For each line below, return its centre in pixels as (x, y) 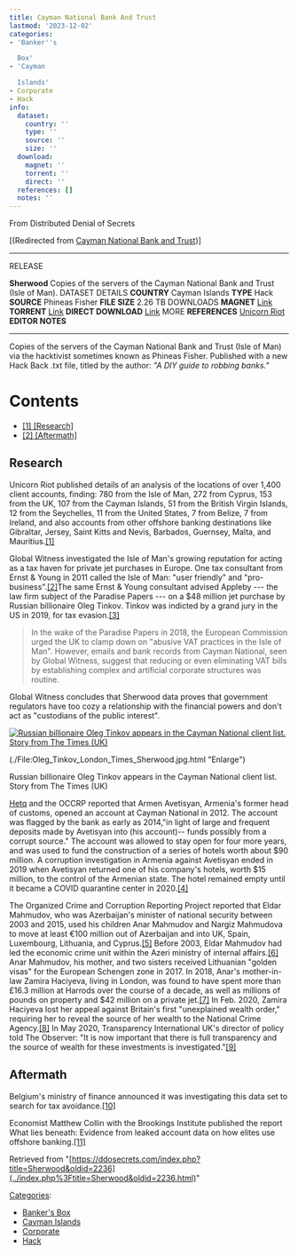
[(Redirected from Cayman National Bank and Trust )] (106, 241)
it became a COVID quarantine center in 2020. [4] (99, 888)
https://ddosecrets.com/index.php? (136, 1159)
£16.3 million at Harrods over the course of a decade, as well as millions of (145, 990)
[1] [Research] (47, 426)
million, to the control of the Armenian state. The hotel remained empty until (147, 878)
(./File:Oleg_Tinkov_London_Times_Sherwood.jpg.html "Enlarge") (127, 759)
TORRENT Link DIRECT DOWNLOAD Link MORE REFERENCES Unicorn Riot (147, 312)
